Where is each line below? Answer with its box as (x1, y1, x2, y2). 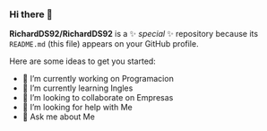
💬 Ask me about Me (22, 111, 96, 122)
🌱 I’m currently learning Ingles (22, 83, 133, 93)
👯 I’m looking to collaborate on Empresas (22, 92, 174, 103)
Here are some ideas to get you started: (9, 56, 157, 66)
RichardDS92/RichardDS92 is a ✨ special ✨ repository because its (9, 29, 258, 39)
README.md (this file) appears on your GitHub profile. (9, 39, 199, 49)
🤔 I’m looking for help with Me (22, 102, 133, 113)
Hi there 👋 (9, 8, 54, 21)
